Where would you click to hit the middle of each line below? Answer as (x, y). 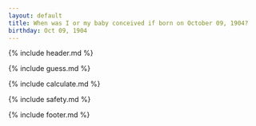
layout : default (35, 16)
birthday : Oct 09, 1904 (48, 30)
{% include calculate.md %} (54, 84)
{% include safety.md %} (50, 100)
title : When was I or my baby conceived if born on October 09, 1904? (128, 23)
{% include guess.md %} (49, 69)
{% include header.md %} (51, 53)
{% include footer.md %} (49, 115)
